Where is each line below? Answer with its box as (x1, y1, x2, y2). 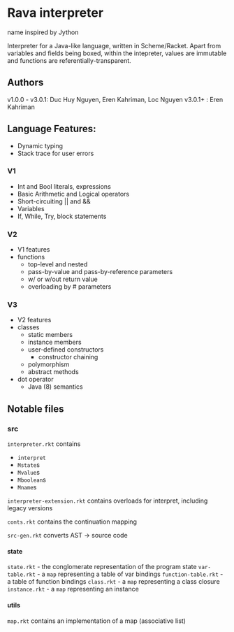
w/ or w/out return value (27, 275, 98, 284)
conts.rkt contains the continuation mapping (7, 517, 138, 526)
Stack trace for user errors (17, 149, 94, 157)
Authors (7, 77, 44, 89)
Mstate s (17, 461, 41, 469)
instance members (27, 338, 82, 347)
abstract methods (27, 368, 79, 376)
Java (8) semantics (27, 382, 83, 391)
